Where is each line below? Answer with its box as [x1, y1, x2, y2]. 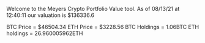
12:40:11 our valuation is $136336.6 [6, 12, 95, 19]
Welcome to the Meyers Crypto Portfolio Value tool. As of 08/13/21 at [6, 5, 180, 12]
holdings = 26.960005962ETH [6, 30, 84, 37]
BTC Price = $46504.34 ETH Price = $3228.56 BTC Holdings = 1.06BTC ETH [6, 24, 199, 30]
